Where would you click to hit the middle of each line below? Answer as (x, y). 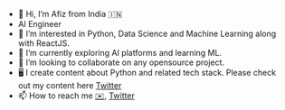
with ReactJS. (43, 43)
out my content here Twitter (70, 85)
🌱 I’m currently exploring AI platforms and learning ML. (120, 53)
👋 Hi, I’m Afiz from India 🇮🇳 (70, 14)
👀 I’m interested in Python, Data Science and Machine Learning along (147, 33)
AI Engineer (39, 24)
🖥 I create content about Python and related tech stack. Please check (147, 73)
